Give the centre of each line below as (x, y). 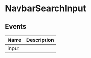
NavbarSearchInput (46, 9)
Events (16, 27)
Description (40, 40)
